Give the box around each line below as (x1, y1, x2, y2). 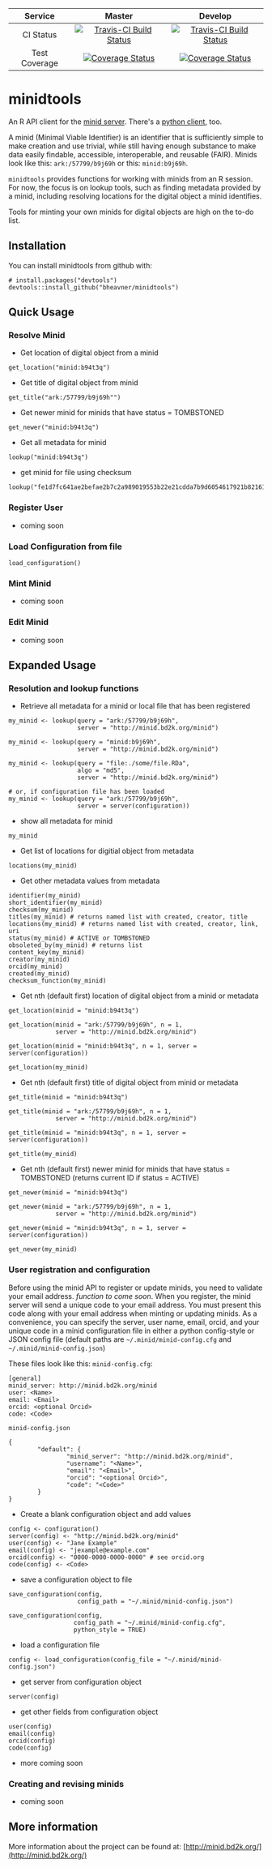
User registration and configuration (8, 1264, 151, 1275)
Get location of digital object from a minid (19, 348, 159, 358)
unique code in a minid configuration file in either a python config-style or (8, 1326, 255, 1335)
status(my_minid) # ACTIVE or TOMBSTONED (8, 934, 151, 943)
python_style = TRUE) (73, 1626, 147, 1634)
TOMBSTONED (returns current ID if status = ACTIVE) (19, 1173, 200, 1183)
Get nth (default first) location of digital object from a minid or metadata (19, 991, 259, 1000)
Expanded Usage (8, 658, 96, 672)
